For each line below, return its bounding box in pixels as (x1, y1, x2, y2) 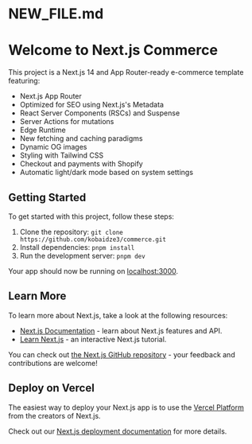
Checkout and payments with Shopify (19, 159, 143, 169)
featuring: (8, 76, 41, 86)
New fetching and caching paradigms (19, 134, 143, 143)
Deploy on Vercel (8, 381, 95, 395)
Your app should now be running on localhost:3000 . (8, 266, 179, 275)
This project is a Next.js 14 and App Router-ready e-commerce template (8, 68, 244, 77)
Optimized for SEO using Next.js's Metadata (19, 100, 165, 110)
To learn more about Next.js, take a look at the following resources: (8, 310, 228, 320)
